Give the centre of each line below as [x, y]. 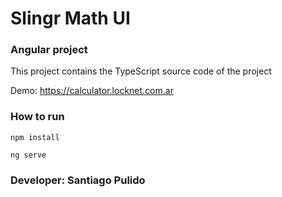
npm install [35, 137]
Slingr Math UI [70, 18]
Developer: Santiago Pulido [78, 180]
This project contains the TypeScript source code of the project [141, 71]
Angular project [49, 50]
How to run [37, 117]
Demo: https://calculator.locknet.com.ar [92, 91]
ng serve [28, 155]
